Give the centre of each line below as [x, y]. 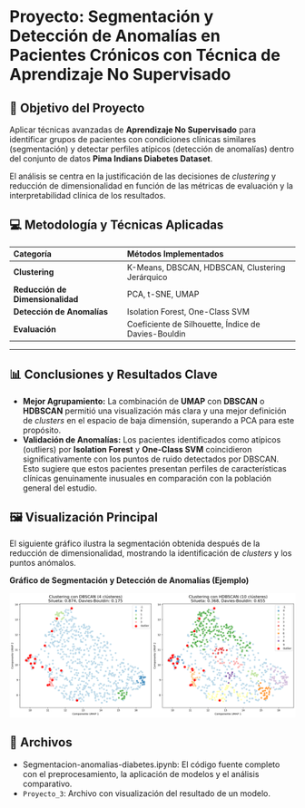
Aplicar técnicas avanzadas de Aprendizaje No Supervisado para [133, 130]
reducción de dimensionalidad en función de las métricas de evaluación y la [151, 186]
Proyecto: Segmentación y [112, 17]
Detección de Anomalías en [115, 36]
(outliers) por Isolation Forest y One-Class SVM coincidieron [137, 449]
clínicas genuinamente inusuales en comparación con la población [147, 478]
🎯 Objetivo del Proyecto [77, 107]
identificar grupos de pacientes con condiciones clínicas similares [133, 139]
